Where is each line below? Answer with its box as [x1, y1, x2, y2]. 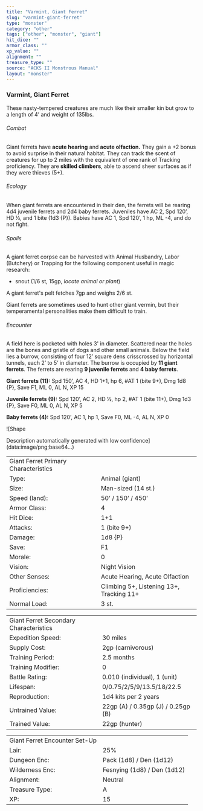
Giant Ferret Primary [9, 457, 67, 466]
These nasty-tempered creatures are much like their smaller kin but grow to [6, 104, 195, 112]
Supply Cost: [9, 644, 46, 652]
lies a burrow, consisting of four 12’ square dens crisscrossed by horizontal [6, 353, 193, 360]
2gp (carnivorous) [101, 644, 154, 652]
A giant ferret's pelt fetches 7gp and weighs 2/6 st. [6, 289, 133, 297]
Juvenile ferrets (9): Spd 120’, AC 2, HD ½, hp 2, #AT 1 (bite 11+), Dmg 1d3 [6, 396, 192, 403]
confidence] [120, 437, 150, 444]
